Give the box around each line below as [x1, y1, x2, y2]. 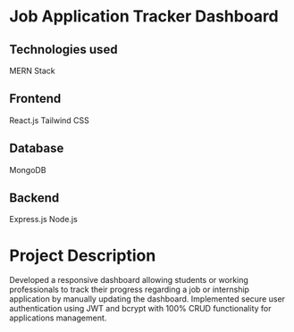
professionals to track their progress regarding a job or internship [9, 284, 250, 295]
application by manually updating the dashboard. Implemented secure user [9, 294, 286, 304]
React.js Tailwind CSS [9, 114, 89, 126]
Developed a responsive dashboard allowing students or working [9, 275, 248, 286]
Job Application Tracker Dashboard [9, 6, 279, 27]
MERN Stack [9, 65, 55, 76]
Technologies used [9, 42, 118, 57]
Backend [9, 190, 60, 206]
